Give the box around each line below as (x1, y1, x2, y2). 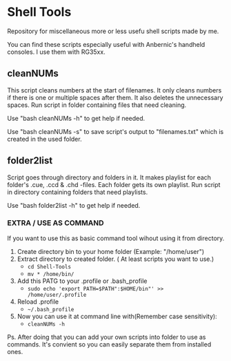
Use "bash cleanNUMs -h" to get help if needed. (7, 114, 145, 122)
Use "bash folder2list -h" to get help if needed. (7, 201, 141, 209)
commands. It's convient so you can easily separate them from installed (7, 340, 212, 349)
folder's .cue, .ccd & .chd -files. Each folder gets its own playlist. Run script (7, 180, 221, 188)
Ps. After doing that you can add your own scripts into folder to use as (7, 333, 206, 341)
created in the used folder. (7, 135, 82, 143)
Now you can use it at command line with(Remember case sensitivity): (17, 312, 217, 320)
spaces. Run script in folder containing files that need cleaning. (7, 101, 187, 109)
